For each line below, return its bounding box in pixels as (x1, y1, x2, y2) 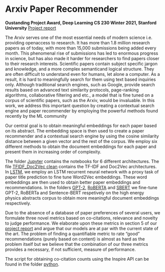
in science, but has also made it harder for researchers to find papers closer (5, 55, 160, 61)
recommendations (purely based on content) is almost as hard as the (5, 236, 145, 242)
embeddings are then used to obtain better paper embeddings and (5, 179, 140, 185)
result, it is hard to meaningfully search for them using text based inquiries (5, 76, 156, 82)
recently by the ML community (5, 113, 67, 119)
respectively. (5, 200, 31, 206)
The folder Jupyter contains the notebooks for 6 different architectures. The (5, 158, 159, 164)
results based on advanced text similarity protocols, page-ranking (5, 87, 139, 93)
